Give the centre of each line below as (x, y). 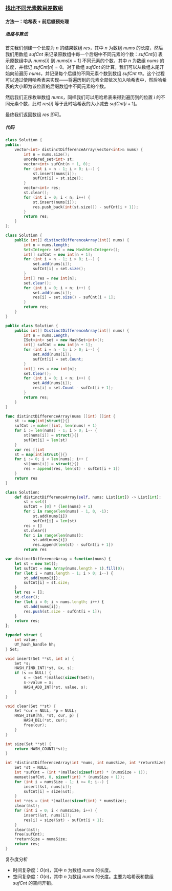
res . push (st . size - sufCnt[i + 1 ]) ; (63, 611)
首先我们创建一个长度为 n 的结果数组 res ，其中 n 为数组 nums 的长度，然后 (84, 48)
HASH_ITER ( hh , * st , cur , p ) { (47, 716)
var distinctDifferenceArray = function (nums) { (58, 559)
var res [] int (29, 450)
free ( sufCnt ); (29, 835)
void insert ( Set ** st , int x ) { (40, 658)
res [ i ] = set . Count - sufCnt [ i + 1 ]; (73, 388)
